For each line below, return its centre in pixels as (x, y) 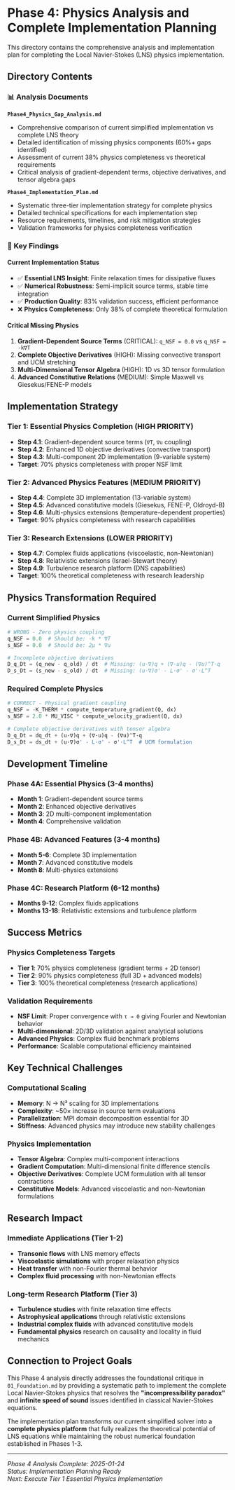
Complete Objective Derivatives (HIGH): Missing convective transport (119, 355)
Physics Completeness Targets (61, 952)
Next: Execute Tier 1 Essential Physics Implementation (85, 1478)
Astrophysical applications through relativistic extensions (101, 1316)
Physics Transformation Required (82, 597)
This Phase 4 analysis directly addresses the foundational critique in (106, 1378)
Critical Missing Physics (43, 326)
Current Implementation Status (54, 262)
